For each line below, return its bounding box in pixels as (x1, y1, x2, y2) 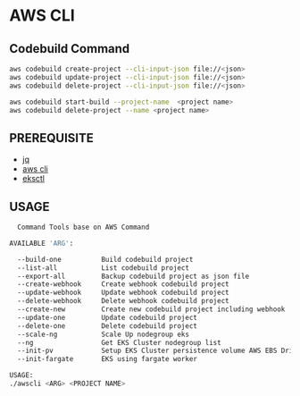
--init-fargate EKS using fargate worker (17, 355, 198, 364)
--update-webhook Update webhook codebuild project (17, 288, 229, 298)
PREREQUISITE (9, 131, 94, 146)
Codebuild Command (9, 41, 130, 56)
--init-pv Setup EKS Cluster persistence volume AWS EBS (17, 346, 278, 356)
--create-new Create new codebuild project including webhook (17, 305, 286, 314)
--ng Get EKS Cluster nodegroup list (17, 338, 221, 347)
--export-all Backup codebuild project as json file (17, 272, 250, 281)
